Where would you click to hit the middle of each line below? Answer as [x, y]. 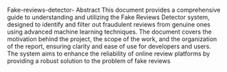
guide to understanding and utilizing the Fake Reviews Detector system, [109, 17]
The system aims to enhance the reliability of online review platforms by [109, 53]
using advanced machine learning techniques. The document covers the [109, 32]
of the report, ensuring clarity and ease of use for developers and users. [109, 46]
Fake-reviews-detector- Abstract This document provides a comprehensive [114, 10]
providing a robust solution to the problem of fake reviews [89, 61]
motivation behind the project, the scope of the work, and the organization [112, 39]
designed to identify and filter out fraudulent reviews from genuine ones [109, 24]
